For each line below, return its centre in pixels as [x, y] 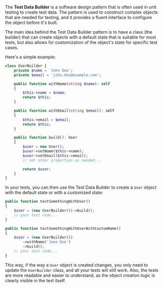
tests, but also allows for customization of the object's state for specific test [81, 42]
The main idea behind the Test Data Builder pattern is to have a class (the [79, 32]
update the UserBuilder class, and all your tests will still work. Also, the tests [82, 270]
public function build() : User [46, 138]
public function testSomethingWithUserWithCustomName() [63, 229]
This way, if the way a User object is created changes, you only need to [76, 265]
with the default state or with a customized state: [54, 192]
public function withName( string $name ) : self [62, 84]
